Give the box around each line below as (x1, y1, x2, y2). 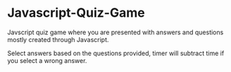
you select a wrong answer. (7, 56, 87, 64)
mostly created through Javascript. (7, 35, 109, 43)
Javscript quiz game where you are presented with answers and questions (7, 28, 224, 36)
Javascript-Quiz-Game (7, 5, 146, 21)
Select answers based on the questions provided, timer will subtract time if (7, 49, 225, 57)
